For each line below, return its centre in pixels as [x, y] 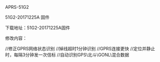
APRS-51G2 [17, 7]
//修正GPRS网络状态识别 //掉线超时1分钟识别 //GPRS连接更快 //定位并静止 [80, 48]
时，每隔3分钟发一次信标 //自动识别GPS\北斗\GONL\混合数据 [67, 55]
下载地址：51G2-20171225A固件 [38, 28]
